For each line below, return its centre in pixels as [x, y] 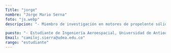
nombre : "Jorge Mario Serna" [36, 15]
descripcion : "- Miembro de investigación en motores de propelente [79, 24]
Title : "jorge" [21, 10]
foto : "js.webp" [22, 19]
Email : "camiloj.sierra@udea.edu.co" [45, 38]
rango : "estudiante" [27, 43]
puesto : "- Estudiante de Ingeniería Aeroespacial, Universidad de [78, 33]
